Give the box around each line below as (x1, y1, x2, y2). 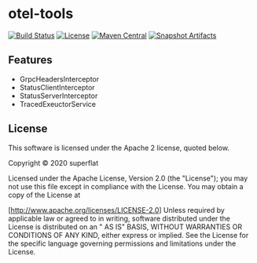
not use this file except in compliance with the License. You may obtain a (8, 181, 244, 191)
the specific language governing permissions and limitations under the (8, 239, 237, 248)
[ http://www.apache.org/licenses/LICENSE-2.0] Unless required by (8, 205, 226, 214)
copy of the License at (8, 190, 81, 199)
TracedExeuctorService (19, 99, 97, 108)
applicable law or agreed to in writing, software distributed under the (8, 214, 230, 223)
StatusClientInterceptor (19, 82, 96, 92)
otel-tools (8, 5, 74, 23)
